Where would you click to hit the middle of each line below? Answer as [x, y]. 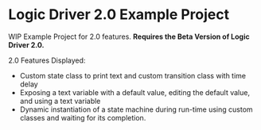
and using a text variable [60, 101]
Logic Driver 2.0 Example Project [119, 15]
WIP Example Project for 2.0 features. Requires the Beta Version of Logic [129, 36]
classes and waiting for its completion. [83, 117]
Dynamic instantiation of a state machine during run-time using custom [136, 109]
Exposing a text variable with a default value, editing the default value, [135, 92]
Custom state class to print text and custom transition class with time [133, 75]
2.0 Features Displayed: [47, 60]
